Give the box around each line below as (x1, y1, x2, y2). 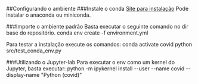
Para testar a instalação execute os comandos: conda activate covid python (6, 41, 193, 48)
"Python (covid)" (41, 71, 82, 78)
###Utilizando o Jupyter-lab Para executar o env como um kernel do (6, 59, 175, 66)
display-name (6, 71, 40, 78)
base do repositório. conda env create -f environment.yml (6, 29, 148, 36)
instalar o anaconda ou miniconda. (6, 11, 91, 18)
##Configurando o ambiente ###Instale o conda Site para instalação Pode (6, 5, 189, 12)
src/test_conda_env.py (6, 47, 61, 54)
